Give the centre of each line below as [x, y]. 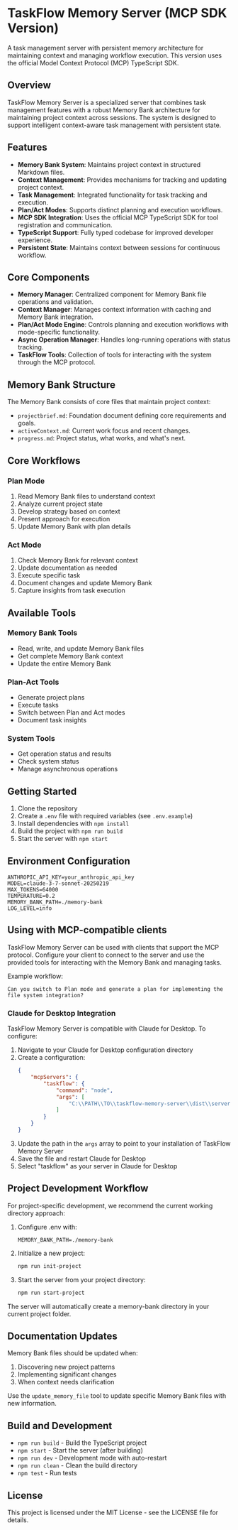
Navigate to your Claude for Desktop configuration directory [105, 1050]
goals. [27, 423]
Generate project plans [51, 698]
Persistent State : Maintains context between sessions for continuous [119, 247]
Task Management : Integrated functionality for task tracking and [112, 195]
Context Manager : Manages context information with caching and [114, 310]
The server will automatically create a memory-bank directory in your [108, 1306]
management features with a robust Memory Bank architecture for [104, 110]
